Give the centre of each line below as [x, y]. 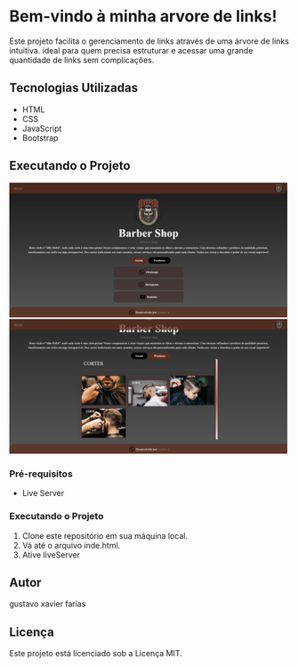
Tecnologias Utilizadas [74, 88]
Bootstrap [40, 138]
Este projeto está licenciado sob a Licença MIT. [96, 654]
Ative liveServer [51, 555]
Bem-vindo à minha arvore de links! [143, 16]
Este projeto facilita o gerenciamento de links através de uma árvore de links [149, 41]
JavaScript [42, 128]
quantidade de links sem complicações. [82, 60]
